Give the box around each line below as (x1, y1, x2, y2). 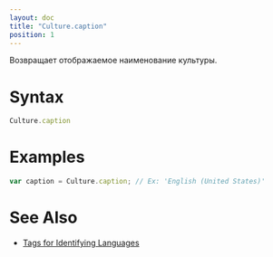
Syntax (9, 87, 64, 107)
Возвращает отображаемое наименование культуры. (9, 55, 218, 66)
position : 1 (9, 30, 54, 39)
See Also (9, 207, 78, 228)
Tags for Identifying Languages (22, 237, 140, 248)
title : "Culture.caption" (9, 22, 107, 31)
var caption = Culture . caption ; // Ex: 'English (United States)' (9, 177, 266, 186)
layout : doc (9, 13, 54, 23)
